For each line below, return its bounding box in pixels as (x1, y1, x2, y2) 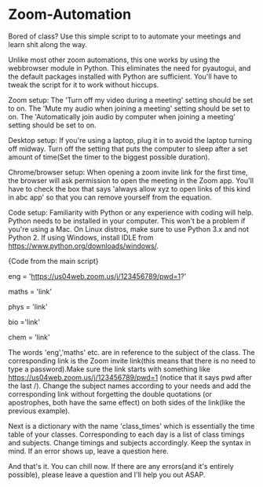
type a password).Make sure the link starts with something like (8, 364, 210, 374)
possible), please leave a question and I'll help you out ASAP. (8, 470, 206, 479)
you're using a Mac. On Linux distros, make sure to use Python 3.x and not (8, 224, 250, 233)
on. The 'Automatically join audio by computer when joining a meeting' (8, 112, 236, 121)
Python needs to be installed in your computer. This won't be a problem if (8, 216, 246, 225)
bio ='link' (8, 317, 41, 327)
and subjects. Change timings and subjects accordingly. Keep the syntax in (8, 438, 251, 447)
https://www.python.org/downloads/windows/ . (8, 241, 159, 251)
